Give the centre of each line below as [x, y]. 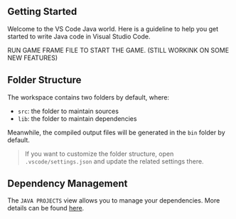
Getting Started [42, 12]
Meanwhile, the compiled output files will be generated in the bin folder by [116, 132]
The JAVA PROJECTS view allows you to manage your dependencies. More [114, 201]
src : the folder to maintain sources [68, 111]
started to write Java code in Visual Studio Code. [79, 36]
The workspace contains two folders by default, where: [88, 97]
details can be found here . [46, 208]
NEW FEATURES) [33, 58]
